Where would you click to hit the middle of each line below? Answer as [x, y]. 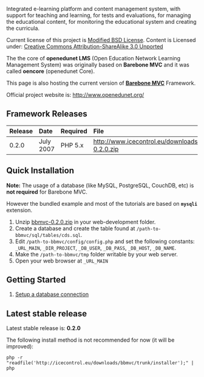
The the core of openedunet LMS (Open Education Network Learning [93, 58]
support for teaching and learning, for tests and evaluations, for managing [99, 15]
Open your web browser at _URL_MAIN [61, 261]
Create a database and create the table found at [75, 228]
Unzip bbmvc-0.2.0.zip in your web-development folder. [85, 222]
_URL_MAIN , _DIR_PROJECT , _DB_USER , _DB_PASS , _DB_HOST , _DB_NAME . [96, 248]
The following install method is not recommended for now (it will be [90, 340]
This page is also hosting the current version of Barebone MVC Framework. [101, 83]
